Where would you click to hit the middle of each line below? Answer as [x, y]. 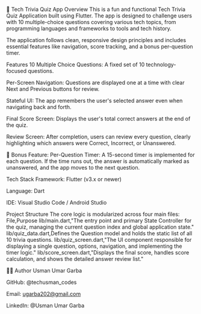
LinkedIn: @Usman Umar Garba [45, 306]
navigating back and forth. [39, 107]
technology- [161, 64]
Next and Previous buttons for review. [53, 89]
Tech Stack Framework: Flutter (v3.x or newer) [64, 179]
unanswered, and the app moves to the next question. [73, 168]
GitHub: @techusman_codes [42, 282]
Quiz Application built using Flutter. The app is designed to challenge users [99, 16]
